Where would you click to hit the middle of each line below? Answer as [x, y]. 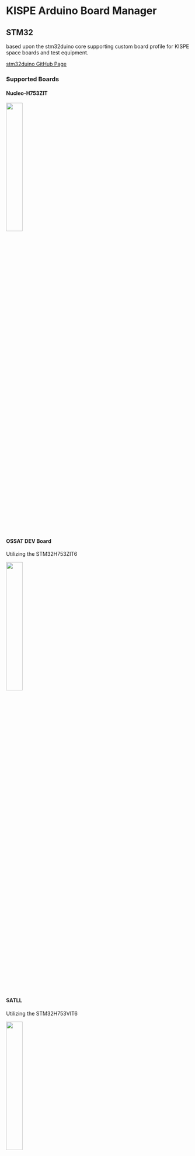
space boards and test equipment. [47, 53]
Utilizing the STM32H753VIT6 [42, 1013]
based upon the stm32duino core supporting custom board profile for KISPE [98, 46]
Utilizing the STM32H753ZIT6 [42, 554]
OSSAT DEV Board [29, 541]
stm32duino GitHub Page [36, 64]
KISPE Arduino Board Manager [81, 11]
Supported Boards [33, 79]
